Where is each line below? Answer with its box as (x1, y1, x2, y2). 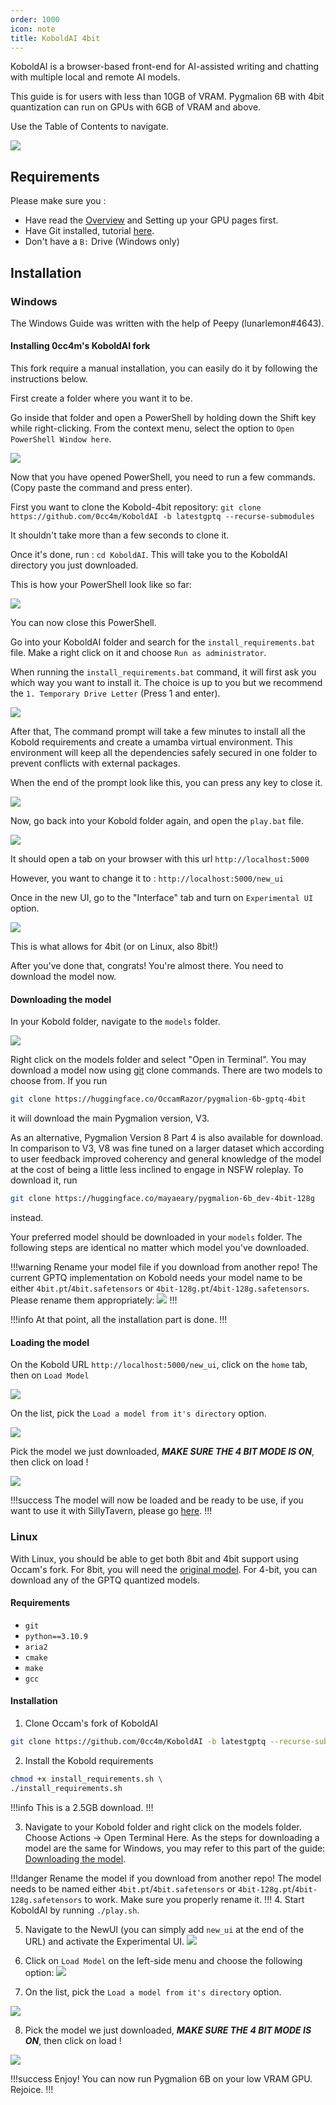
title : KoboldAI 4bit (10, 33, 101, 43)
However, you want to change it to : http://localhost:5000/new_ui (10, 872, 285, 885)
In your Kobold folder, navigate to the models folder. (10, 1016, 221, 1028)
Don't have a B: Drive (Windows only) (24, 236, 180, 248)
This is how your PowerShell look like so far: (10, 579, 192, 591)
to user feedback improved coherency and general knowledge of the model (10, 1153, 322, 1165)
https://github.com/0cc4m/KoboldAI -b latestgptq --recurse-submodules (10, 512, 315, 522)
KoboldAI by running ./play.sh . (10, 1904, 140, 1916)
